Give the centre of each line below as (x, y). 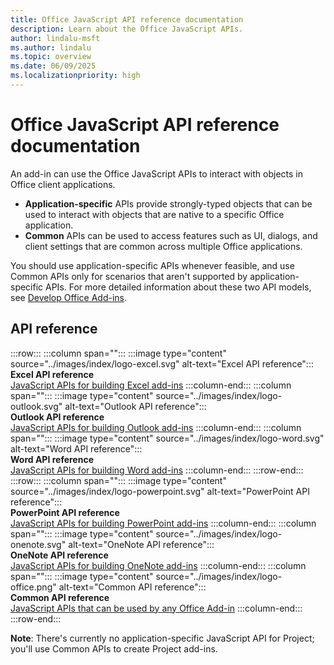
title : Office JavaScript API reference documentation (127, 19)
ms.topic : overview (51, 57)
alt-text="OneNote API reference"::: (141, 544)
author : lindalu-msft (55, 38)
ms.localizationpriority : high (75, 76)
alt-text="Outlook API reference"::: (135, 406)
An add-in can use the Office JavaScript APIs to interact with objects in (157, 173)
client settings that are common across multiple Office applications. (163, 246)
